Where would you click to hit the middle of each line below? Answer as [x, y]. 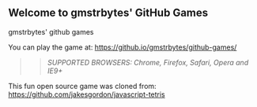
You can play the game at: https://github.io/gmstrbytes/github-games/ [123, 47]
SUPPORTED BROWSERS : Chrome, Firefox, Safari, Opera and [148, 62]
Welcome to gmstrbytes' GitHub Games [108, 13]
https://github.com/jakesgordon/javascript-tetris [87, 94]
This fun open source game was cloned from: [82, 86]
